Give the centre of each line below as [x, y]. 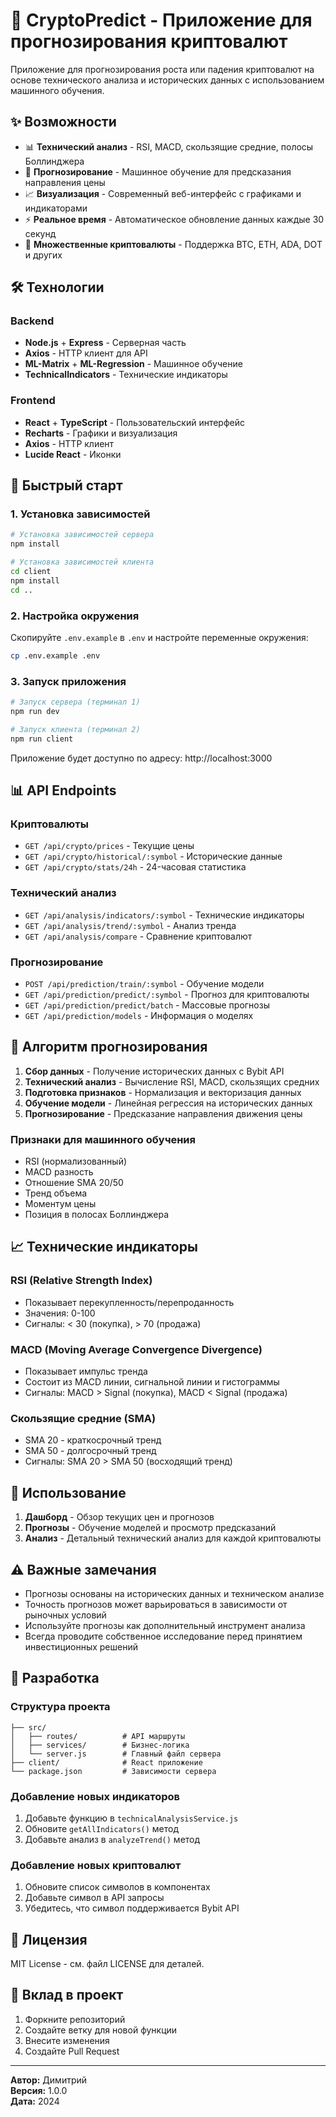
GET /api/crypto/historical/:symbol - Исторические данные [153, 856]
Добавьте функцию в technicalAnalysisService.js [131, 1818]
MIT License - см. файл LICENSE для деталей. [107, 1964]
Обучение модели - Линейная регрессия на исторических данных [168, 1103]
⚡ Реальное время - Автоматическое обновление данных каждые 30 [174, 219]
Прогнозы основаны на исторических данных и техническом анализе [174, 1593]
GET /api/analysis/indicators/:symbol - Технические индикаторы [164, 915]
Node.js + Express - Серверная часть [105, 343]
